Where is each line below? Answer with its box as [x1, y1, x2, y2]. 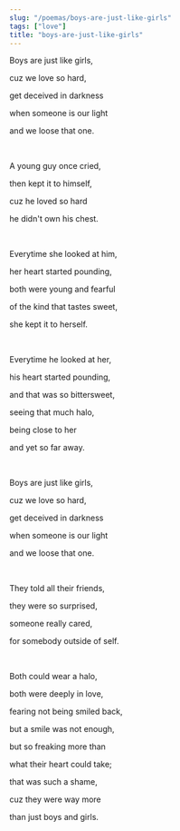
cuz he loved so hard [9, 196, 88, 207]
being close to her [9, 424, 77, 436]
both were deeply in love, [9, 688, 104, 699]
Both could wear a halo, [9, 671, 98, 682]
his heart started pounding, [9, 371, 111, 382]
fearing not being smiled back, [9, 706, 124, 717]
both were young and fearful [9, 283, 116, 295]
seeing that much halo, [9, 407, 95, 418]
